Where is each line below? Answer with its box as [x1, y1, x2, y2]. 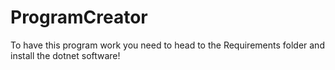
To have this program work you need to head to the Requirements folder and [10, 39, 325, 51]
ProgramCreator [10, 6, 148, 29]
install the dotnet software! [10, 49, 121, 61]
